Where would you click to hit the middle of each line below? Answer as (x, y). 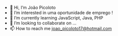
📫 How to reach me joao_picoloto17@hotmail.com (61, 28)
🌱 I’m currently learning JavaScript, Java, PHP (56, 18)
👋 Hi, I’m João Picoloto (33, 8)
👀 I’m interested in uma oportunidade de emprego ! (61, 13)
